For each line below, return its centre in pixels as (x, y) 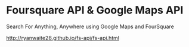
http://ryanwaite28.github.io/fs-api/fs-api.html (63, 38)
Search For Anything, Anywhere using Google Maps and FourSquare (90, 26)
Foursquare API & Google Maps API (95, 10)
